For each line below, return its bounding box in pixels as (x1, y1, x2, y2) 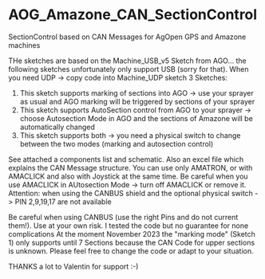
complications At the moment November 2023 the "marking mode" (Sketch (8, 229, 255, 238)
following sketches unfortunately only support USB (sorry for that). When (8, 64, 249, 73)
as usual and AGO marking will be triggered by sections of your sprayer (19, 96, 255, 106)
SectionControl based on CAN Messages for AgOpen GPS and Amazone (8, 32, 247, 41)
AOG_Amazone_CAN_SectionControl (8, 6, 258, 24)
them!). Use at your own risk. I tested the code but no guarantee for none (8, 221, 249, 230)
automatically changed (19, 122, 96, 132)
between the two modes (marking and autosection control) (19, 139, 214, 148)
